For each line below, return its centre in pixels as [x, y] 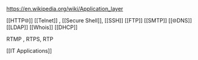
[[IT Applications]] [29, 51]
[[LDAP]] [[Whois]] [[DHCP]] [42, 27]
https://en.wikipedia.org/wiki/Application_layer [65, 9]
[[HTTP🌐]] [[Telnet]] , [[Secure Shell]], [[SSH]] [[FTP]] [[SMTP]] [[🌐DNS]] [99, 20]
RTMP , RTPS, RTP [30, 39]
